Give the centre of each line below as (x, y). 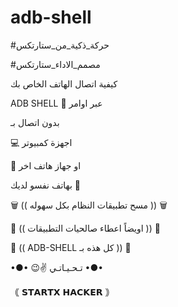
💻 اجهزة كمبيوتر (41, 142)
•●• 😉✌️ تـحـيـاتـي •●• (57, 267)
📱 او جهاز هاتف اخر (46, 165)
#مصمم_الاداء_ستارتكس (55, 64)
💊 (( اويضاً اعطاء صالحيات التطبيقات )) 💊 (85, 228)
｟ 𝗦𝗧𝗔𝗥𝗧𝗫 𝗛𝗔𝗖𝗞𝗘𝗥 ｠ (62, 292)
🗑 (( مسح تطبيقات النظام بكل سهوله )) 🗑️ (89, 205)
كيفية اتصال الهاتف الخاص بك (64, 83)
